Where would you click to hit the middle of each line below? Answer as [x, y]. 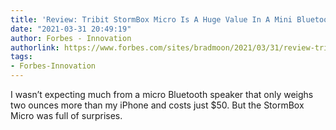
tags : [21, 57]
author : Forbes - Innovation [71, 38]
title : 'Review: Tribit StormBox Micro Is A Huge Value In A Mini [151, 19]
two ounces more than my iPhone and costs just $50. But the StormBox [157, 105]
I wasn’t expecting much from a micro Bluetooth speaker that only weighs [162, 94]
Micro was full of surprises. [66, 115]
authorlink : [35, 47]
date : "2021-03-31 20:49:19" [71, 29]
